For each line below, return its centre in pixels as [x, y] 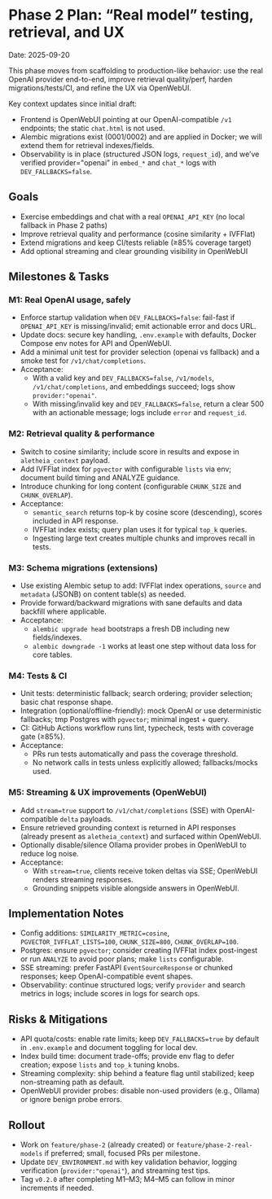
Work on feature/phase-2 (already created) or [97, 1144]
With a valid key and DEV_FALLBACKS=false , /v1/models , [123, 378]
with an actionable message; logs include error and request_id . [139, 413]
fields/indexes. [57, 637]
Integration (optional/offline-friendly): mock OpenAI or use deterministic [141, 711]
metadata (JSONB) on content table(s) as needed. [103, 594]
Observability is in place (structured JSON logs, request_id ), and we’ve [140, 154]
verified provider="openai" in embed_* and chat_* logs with [118, 162]
